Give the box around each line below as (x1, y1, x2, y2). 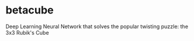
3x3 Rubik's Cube (5, 29, 49, 36)
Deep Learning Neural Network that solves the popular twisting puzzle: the (5, 23, 189, 30)
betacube (5, 4, 54, 17)
